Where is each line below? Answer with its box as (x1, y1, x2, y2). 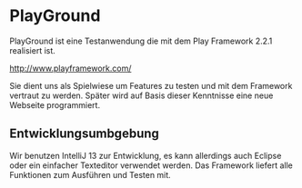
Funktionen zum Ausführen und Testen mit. (9, 169, 171, 180)
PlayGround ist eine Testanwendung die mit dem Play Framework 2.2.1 (9, 35, 273, 46)
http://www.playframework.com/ (9, 63, 132, 74)
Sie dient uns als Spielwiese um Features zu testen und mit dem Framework (9, 80, 293, 91)
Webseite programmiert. (9, 99, 101, 110)
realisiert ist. (9, 45, 56, 55)
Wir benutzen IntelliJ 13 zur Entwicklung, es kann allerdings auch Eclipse (9, 150, 282, 161)
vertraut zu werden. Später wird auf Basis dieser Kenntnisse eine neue (9, 90, 274, 101)
